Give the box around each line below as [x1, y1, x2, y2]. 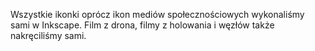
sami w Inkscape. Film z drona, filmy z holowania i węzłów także [10, 19, 275, 31]
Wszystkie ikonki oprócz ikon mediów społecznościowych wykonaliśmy [10, 9, 305, 20]
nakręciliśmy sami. [10, 30, 87, 41]
